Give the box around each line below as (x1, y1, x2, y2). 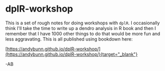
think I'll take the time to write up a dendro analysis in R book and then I (5, 25, 156, 31)
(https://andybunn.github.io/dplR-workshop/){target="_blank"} (5, 51, 138, 57)
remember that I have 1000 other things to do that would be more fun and (5, 30, 160, 37)
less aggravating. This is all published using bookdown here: (5, 36, 133, 42)
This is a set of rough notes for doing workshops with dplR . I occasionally (5, 20, 160, 26)
